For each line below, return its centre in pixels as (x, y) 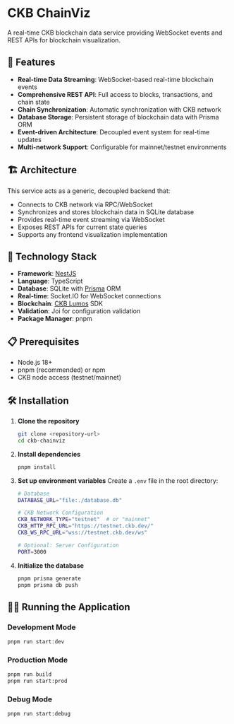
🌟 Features (31, 63)
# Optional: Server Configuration (68, 545)
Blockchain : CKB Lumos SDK (60, 304)
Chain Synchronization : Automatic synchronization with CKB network (119, 109)
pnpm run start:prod (38, 681)
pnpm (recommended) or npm (61, 370)
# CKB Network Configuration (60, 513)
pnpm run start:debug (39, 714)
